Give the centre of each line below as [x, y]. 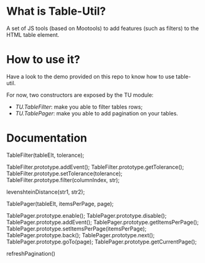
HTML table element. [33, 34]
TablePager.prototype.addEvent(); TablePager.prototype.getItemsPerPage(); [103, 222]
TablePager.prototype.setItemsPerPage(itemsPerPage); [76, 229]
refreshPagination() [31, 253]
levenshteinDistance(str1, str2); [46, 192]
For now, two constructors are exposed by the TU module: [80, 95]
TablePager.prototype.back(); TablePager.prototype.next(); [81, 235]
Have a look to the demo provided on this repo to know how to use [91, 76]
